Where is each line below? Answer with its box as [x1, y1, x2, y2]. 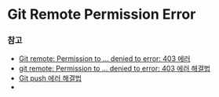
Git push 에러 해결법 [18, 74, 82, 83]
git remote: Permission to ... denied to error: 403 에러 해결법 [18, 64, 211, 74]
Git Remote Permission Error [7, 5, 196, 23]
